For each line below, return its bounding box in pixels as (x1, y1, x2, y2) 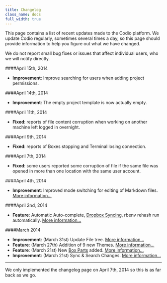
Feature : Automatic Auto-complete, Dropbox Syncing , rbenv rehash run (12, 212, 160, 218)
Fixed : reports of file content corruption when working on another (12, 119, 148, 125)
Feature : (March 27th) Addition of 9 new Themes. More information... (12, 242, 155, 248)
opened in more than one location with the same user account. (12, 168, 141, 174)
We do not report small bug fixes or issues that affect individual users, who (5, 50, 159, 56)
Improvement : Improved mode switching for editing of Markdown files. (12, 187, 158, 193)
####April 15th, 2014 (5, 65, 48, 71)
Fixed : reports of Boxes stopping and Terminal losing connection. (12, 143, 147, 149)
